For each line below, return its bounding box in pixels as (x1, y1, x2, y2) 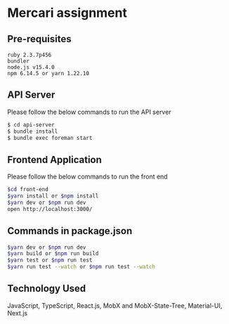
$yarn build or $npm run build (7, 250, 99, 257)
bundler (7, 58, 30, 65)
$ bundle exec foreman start (7, 134, 93, 141)
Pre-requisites (7, 33, 72, 45)
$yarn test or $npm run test (7, 257, 93, 264)
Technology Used (7, 283, 86, 294)
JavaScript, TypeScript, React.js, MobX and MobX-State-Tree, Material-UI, (7, 301, 223, 310)
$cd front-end (7, 186, 49, 193)
